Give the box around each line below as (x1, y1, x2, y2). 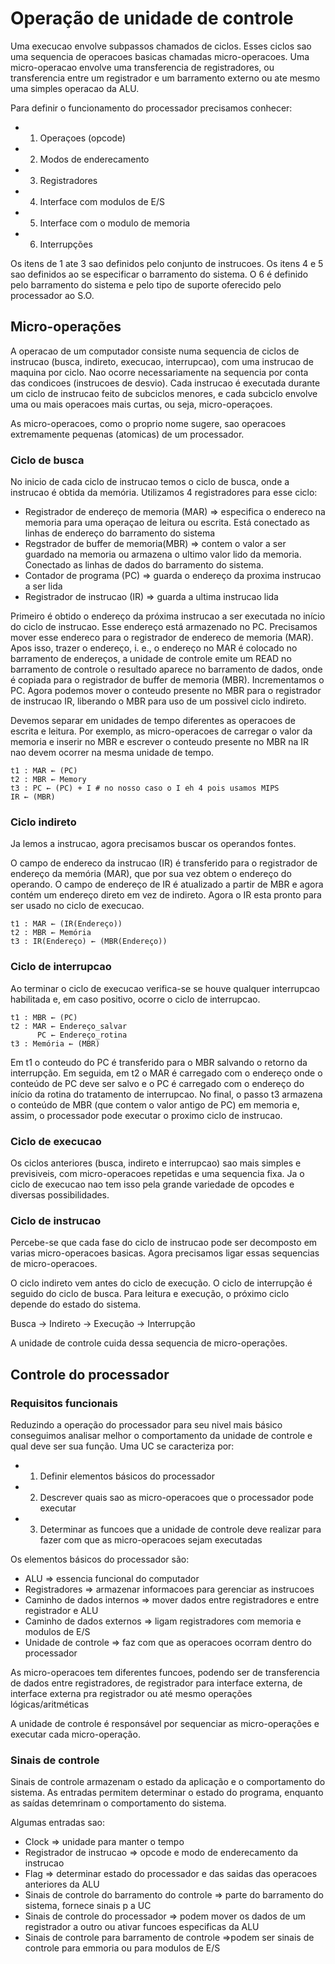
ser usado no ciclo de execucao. (10, 900, 145, 912)
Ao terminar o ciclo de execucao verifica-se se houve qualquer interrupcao (10, 982, 320, 994)
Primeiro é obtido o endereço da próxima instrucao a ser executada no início (10, 610, 326, 622)
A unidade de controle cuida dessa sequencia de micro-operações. (10, 1337, 288, 1349)
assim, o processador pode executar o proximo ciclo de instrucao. (10, 1109, 283, 1121)
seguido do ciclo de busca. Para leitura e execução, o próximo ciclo (10, 1288, 290, 1300)
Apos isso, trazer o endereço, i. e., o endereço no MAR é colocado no (10, 642, 298, 654)
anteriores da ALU (24, 1878, 100, 1891)
